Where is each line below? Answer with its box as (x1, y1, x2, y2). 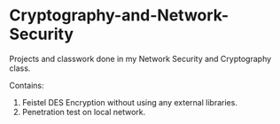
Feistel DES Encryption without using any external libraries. (21, 97, 237, 107)
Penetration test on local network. (21, 106, 146, 117)
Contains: (9, 80, 44, 90)
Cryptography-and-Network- (9, 5, 229, 26)
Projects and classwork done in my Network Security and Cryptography (9, 53, 272, 64)
